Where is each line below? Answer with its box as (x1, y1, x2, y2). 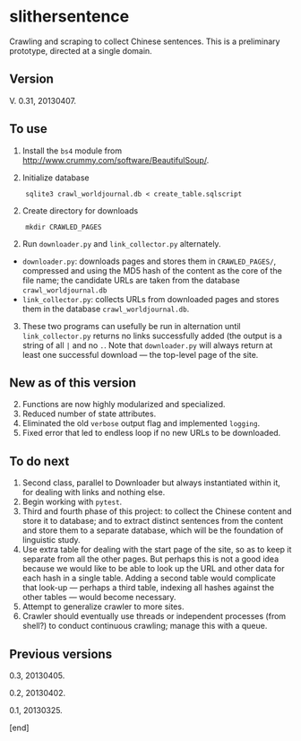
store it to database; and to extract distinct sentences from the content (21, 516, 284, 527)
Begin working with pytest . (21, 496, 123, 508)
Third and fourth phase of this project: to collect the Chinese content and (21, 506, 292, 517)
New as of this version (9, 375, 137, 390)
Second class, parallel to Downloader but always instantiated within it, (21, 477, 280, 488)
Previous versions (9, 646, 113, 661)
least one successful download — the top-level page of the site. (21, 349, 259, 360)
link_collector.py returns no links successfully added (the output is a (21, 330, 282, 341)
